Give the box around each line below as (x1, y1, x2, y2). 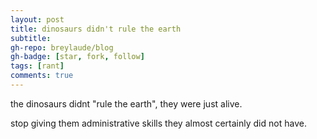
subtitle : (10, 33, 52, 43)
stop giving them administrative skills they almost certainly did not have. (10, 117, 307, 129)
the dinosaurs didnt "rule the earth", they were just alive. (10, 97, 243, 110)
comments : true (10, 71, 74, 81)
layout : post (10, 14, 65, 25)
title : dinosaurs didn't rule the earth (10, 24, 182, 34)
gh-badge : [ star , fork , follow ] (10, 52, 145, 62)
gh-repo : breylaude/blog (10, 42, 114, 53)
